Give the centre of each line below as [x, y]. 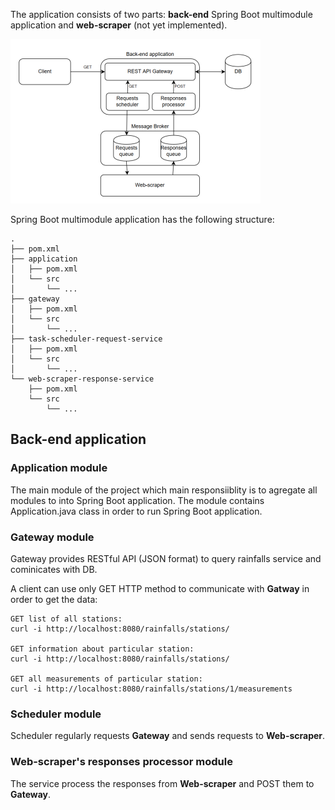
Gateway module [52, 537]
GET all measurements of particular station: [106, 679]
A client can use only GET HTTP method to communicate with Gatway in [160, 588]
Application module [59, 468]
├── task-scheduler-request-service [86, 339]
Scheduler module [56, 714]
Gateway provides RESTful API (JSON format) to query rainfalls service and [166, 558]
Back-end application [78, 439]
